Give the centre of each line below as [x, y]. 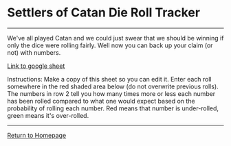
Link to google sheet [36, 66]
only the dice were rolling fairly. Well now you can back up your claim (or [110, 45]
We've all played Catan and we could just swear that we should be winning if [115, 38]
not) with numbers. [34, 52]
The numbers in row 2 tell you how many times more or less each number [111, 93]
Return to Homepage [37, 135]
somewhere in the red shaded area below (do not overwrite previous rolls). [113, 86]
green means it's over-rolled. [48, 115]
